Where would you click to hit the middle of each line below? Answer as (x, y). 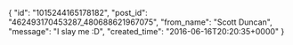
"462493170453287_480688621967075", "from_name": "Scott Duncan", (140, 22)
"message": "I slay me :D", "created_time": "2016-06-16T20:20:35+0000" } (146, 31)
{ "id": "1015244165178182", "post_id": (78, 13)
